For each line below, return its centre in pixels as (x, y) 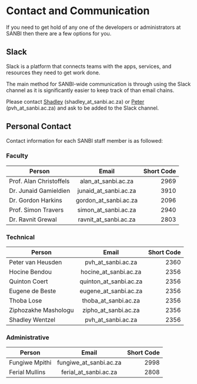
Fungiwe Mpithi (30, 363)
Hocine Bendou (30, 272)
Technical (21, 237)
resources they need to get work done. (53, 73)
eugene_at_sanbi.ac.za (111, 291)
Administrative (28, 337)
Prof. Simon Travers (36, 209)
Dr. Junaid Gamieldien (40, 191)
